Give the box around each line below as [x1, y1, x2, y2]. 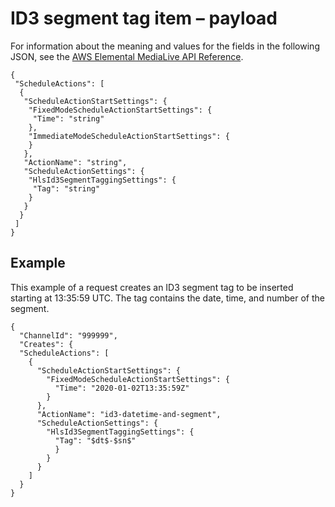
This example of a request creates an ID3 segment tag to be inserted [10, 281, 294, 293]
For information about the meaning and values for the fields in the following [10, 40, 320, 52]
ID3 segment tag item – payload [10, 7, 278, 30]
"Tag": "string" [32, 183, 101, 194]
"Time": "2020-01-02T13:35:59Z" [54, 383, 190, 393]
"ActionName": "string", [23, 157, 128, 167]
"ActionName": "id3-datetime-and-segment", [36, 409, 222, 419]
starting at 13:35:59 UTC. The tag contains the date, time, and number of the [10, 292, 325, 304]
